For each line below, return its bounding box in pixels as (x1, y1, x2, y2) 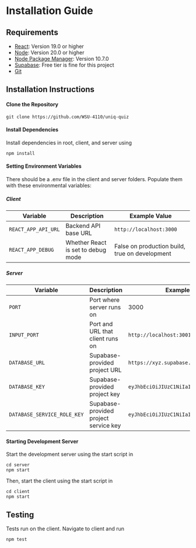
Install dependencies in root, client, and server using (6, 139, 132, 146)
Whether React (65, 238, 107, 247)
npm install (6, 150, 35, 156)
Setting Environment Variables (6, 162, 82, 170)
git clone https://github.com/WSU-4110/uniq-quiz (6, 114, 129, 120)
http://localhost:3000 (114, 226, 177, 233)
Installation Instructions (6, 85, 95, 95)
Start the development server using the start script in (6, 451, 133, 458)
